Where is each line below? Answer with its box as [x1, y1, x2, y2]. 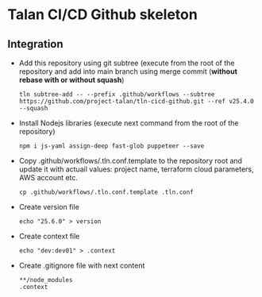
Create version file [18, 202, 80, 211]
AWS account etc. [18, 173, 79, 182]
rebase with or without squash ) [18, 75, 125, 84]
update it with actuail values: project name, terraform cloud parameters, [18, 164, 255, 174]
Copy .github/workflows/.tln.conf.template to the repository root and [18, 156, 243, 165]
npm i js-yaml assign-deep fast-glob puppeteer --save [18, 142, 205, 150]
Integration [7, 37, 64, 51]
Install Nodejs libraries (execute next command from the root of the [18, 118, 239, 128]
